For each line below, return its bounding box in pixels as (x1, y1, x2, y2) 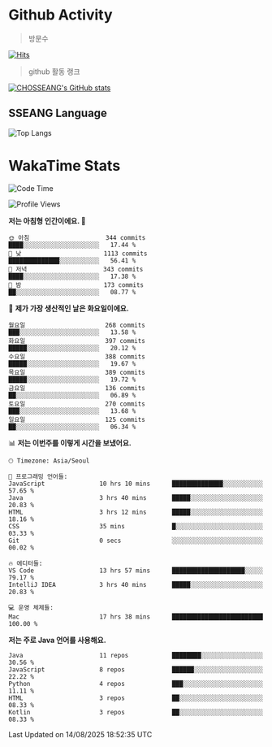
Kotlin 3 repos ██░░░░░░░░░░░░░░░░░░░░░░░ (8, 708, 264, 716)
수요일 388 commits (8, 352, 146, 361)
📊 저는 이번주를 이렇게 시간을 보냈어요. (8, 437, 132, 448)
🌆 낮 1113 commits (8, 250, 148, 258)
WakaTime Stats (8, 156, 121, 175)
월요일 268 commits (8, 321, 146, 329)
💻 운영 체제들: (8, 603, 54, 611)
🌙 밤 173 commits (8, 280, 145, 289)
